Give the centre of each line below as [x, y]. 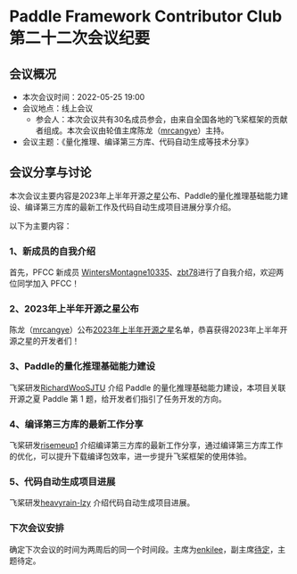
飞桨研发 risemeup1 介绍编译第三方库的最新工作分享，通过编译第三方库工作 [146, 445]
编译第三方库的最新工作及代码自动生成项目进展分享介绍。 [130, 206]
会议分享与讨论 [50, 173]
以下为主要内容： [41, 226]
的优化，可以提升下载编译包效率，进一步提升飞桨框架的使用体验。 [130, 456]
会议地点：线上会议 [58, 108]
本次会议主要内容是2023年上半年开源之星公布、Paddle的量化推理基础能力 [145, 195]
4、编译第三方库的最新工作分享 [77, 424]
